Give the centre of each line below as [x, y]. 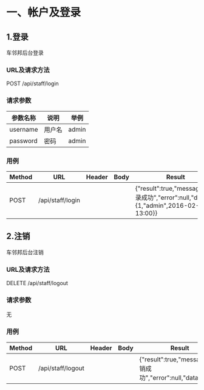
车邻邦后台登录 [25, 53]
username [24, 129]
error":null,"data [175, 377]
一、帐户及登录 [44, 12]
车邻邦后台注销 [25, 252]
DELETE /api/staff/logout [37, 283]
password [23, 141]
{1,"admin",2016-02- [167, 205]
